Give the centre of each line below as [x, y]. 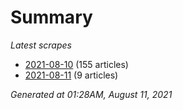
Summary [51, 17]
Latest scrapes [41, 45]
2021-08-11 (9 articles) [71, 75]
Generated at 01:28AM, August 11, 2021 [91, 94]
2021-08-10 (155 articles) [76, 64]
